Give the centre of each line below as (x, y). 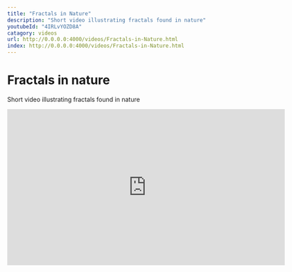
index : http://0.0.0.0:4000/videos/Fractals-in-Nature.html (96, 46)
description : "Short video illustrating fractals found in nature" (107, 20)
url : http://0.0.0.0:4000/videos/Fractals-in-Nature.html (93, 40)
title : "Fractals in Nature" (49, 14)
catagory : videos (32, 33)
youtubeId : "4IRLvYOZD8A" (44, 26)
